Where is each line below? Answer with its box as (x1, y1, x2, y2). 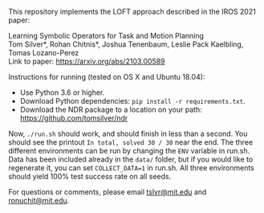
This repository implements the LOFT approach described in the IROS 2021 (8, 7, 257, 16)
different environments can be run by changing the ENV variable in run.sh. (8, 146, 250, 155)
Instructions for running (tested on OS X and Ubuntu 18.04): (8, 72, 205, 81)
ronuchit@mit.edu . (8, 196, 70, 205)
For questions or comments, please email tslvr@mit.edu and (8, 187, 207, 196)
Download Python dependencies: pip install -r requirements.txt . (19, 96, 246, 105)
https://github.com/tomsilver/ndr (19, 113, 128, 123)
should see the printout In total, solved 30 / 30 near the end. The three (8, 137, 254, 147)
